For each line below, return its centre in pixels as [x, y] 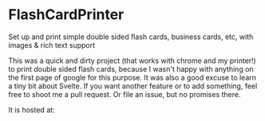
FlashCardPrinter [66, 15]
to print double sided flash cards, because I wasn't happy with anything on [131, 68]
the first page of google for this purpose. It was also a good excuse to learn [132, 77]
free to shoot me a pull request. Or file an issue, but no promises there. [125, 94]
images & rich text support [52, 45]
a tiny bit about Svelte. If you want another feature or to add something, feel [133, 86]
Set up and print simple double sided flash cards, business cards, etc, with [131, 37]
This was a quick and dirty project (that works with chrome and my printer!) [132, 60]
